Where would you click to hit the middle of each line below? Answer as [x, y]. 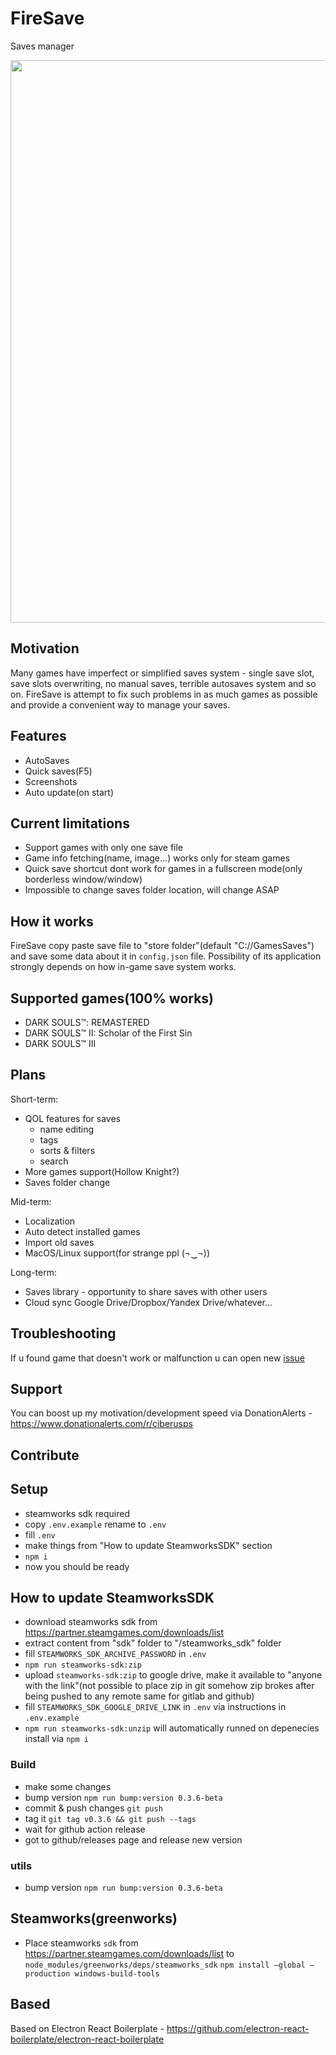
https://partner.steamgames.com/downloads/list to [129, 1953]
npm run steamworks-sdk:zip [83, 1665]
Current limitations [70, 823]
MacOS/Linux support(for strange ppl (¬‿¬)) [117, 1253]
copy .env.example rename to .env [95, 1524]
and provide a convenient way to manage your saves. [120, 704]
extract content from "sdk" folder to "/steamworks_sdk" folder [153, 1643]
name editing [67, 1129]
